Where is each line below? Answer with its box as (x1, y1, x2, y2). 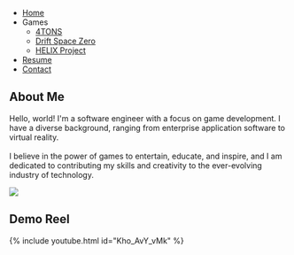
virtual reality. (9, 132, 59, 143)
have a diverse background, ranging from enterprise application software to (9, 122, 286, 133)
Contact (21, 64, 51, 74)
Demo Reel (9, 212, 70, 227)
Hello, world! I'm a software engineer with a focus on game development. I (9, 112, 281, 123)
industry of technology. (9, 169, 95, 180)
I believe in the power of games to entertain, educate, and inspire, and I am (9, 151, 282, 161)
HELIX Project (35, 45, 87, 56)
